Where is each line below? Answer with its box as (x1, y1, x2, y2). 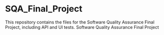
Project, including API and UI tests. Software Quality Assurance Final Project (5, 24, 159, 30)
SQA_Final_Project (5, 3, 82, 14)
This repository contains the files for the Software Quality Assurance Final (5, 19, 155, 25)
